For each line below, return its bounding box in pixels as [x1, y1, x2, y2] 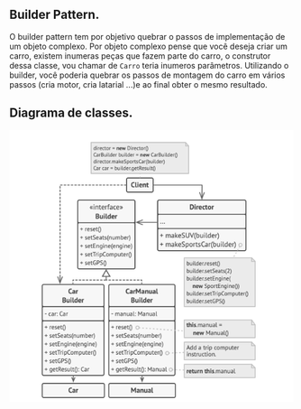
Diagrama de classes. [9, 106, 133, 121]
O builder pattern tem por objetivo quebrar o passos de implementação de [9, 31, 286, 42]
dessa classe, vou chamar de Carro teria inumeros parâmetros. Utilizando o [9, 60, 289, 70]
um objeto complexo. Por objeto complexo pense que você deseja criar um [9, 41, 288, 51]
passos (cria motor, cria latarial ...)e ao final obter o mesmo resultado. [9, 79, 268, 89]
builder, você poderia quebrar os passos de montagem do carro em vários [9, 70, 286, 80]
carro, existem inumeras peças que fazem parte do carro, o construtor [9, 50, 271, 61]
